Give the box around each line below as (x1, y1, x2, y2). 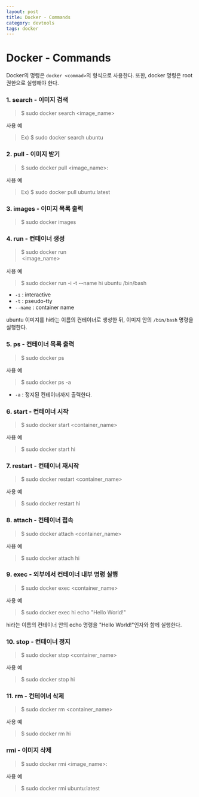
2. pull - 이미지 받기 (6, 150, 60, 159)
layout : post (6, 8, 39, 15)
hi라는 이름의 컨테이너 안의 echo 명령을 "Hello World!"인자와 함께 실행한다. (6, 621, 182, 628)
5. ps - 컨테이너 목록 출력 (6, 340, 75, 349)
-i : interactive (14, 291, 51, 298)
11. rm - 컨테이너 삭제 (6, 692, 65, 701)
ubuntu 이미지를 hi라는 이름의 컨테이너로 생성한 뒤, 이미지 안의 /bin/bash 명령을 (6, 316, 194, 323)
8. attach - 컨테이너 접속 (6, 516, 74, 525)
